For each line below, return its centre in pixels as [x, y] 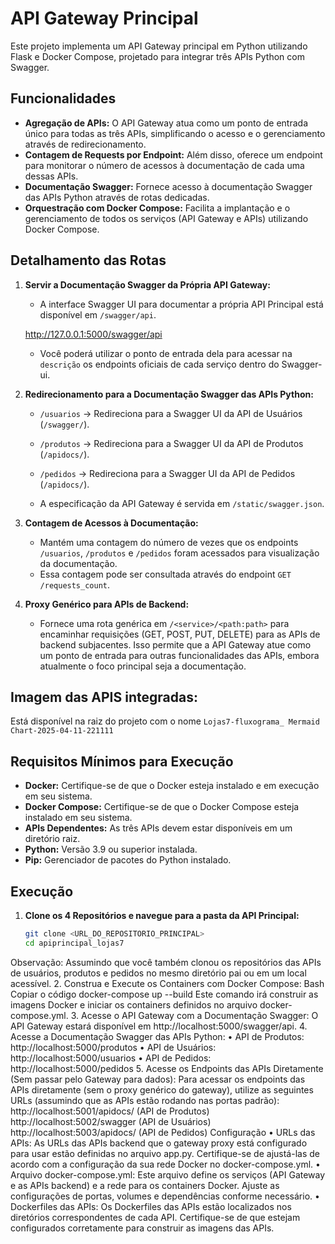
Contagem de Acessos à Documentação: [111, 523]
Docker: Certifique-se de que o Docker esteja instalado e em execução [172, 786]
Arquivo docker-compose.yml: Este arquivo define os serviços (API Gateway [168, 1174]
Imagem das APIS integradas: [104, 697]
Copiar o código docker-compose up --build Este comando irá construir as [164, 994]
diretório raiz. [52, 839]
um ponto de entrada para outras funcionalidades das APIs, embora [179, 655]
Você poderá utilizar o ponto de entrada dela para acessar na [166, 353]
